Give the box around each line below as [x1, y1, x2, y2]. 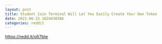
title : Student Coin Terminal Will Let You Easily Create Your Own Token [5, 12, 158, 16]
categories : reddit [5, 20, 45, 26]
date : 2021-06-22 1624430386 [5, 16, 64, 21]
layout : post [5, 7, 32, 12]
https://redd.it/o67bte [5, 34, 49, 40]
